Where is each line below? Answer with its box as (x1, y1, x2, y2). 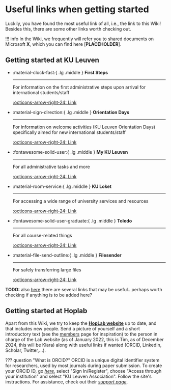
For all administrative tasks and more (12, 163, 90, 170)
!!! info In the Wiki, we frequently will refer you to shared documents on (5, 36, 154, 42)
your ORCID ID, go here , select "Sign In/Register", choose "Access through (5, 368, 162, 374)
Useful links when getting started (5, 4, 149, 15)
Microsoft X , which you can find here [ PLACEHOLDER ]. (5, 41, 122, 47)
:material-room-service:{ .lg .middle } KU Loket (12, 183, 112, 189)
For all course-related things (12, 232, 72, 238)
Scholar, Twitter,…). (5, 347, 46, 353)
